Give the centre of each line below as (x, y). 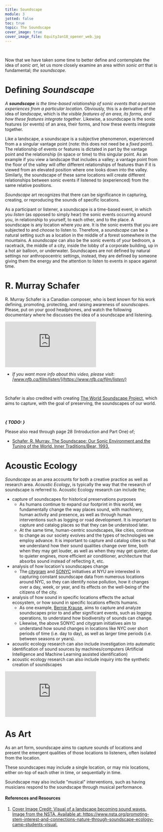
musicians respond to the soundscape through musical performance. (74, 787)
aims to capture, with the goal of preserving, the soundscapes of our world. (81, 403)
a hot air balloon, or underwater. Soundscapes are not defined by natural (78, 251)
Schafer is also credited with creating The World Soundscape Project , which (81, 398)
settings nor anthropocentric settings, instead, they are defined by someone (81, 255)
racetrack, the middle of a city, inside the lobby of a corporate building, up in (81, 245)
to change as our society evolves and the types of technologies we (86, 535)
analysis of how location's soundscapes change (60, 566)
